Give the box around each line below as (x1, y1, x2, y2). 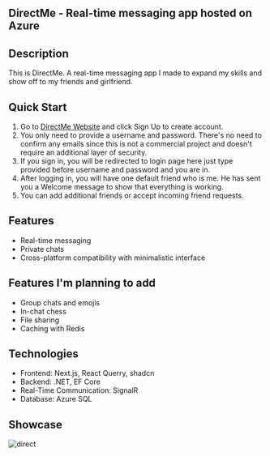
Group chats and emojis (19, 297, 101, 307)
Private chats (19, 244, 65, 254)
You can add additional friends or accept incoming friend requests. (19, 190, 245, 201)
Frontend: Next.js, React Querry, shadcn (19, 369, 155, 378)
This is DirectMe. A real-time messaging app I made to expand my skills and (8, 68, 262, 78)
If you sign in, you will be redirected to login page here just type (19, 156, 234, 166)
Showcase (8, 417, 63, 432)
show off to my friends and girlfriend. (8, 77, 133, 87)
